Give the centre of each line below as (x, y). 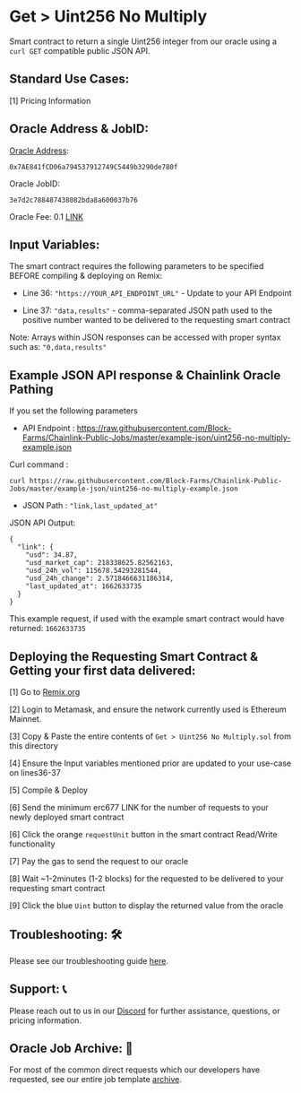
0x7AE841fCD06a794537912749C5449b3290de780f (94, 167)
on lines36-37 (35, 772)
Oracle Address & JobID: (79, 129)
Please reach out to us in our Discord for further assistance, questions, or (145, 1011)
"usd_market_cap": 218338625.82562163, (100, 563)
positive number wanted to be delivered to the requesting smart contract (156, 320)
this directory (34, 746)
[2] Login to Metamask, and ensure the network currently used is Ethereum (148, 709)
